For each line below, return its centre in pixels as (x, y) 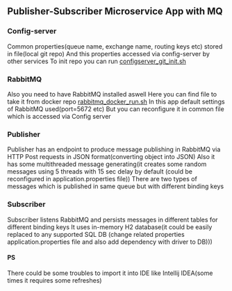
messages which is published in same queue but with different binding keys (116, 186)
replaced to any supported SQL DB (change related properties (96, 234)
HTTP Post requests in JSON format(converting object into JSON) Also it (111, 157)
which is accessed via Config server (59, 116)
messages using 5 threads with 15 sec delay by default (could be (100, 172)
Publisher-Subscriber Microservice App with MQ (115, 11)
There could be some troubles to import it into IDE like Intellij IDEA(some (110, 273)
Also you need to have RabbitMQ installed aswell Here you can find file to (112, 94)
